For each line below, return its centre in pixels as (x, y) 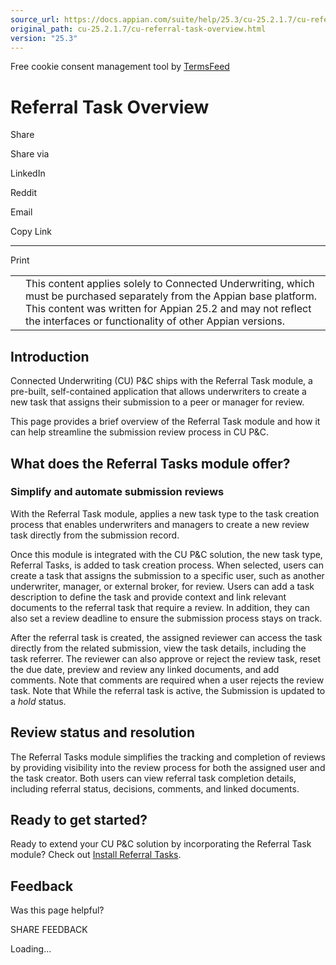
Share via (30, 154)
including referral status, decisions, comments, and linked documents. (155, 788)
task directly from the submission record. (95, 535)
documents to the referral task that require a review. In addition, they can (160, 607)
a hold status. (38, 701)
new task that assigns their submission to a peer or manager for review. (157, 402)
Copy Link (31, 232)
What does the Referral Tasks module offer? (150, 463)
